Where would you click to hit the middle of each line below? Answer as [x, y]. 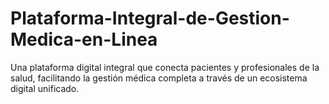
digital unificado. [45, 88]
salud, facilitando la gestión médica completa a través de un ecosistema [159, 78]
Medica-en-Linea [84, 39]
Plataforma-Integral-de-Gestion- [150, 18]
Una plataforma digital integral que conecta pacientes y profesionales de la [165, 67]
